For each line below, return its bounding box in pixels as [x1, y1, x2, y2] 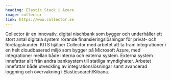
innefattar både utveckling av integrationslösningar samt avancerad [5, 63, 148, 69]
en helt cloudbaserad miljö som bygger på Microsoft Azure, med [5, 47, 141, 54]
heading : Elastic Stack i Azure [5, 7, 74, 13]
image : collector [5, 12, 42, 17]
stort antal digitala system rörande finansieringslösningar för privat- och [5, 36, 157, 42]
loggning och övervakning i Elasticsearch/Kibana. [5, 69, 110, 75]
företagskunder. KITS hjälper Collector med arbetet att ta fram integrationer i [5, 42, 166, 48]
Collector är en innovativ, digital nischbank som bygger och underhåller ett [5, 31, 162, 37]
